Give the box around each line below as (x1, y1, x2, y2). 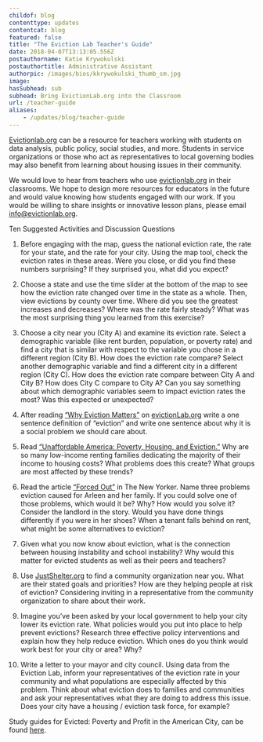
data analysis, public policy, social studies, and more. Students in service (9, 143, 245, 153)
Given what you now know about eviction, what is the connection (20, 539, 231, 548)
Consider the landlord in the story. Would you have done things (20, 507, 224, 517)
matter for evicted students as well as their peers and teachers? (20, 555, 226, 565)
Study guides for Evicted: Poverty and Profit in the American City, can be (9, 716, 244, 726)
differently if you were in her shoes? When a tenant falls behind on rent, (20, 515, 251, 525)
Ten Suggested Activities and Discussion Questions (9, 224, 175, 233)
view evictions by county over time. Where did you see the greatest (20, 296, 238, 305)
